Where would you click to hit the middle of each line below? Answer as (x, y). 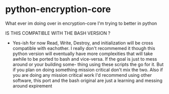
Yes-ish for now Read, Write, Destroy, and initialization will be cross (83, 43)
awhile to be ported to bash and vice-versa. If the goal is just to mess (85, 59)
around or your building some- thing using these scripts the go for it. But (88, 64)
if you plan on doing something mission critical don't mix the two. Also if (88, 70)
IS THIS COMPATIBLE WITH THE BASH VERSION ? (58, 33)
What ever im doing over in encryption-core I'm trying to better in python (81, 23)
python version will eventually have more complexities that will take (83, 54)
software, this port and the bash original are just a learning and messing (88, 80)
